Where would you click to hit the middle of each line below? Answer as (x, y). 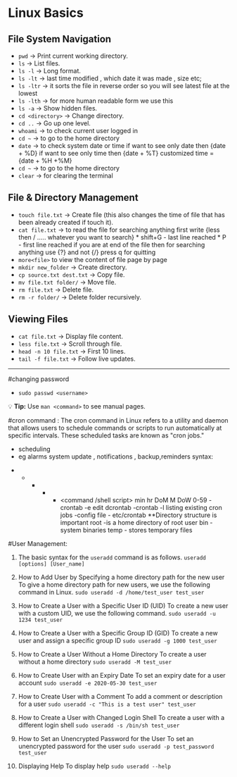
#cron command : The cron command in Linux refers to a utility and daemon (118, 420)
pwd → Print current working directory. (73, 56)
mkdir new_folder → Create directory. (72, 267)
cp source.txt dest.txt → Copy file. (71, 274)
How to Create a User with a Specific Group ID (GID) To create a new (118, 633)
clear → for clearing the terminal (65, 175)
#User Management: (38, 543)
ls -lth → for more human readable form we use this (96, 101)
